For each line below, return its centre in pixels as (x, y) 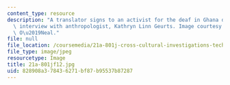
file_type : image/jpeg (39, 52)
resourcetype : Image (37, 58)
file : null (23, 39)
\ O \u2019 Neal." (36, 33)
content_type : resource (41, 13)
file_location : (29, 45)
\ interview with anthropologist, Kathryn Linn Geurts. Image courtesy (118, 26)
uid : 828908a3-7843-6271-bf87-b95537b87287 (70, 71)
